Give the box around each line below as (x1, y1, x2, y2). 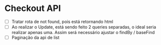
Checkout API (4, 3, 61, 14)
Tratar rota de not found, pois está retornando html (11, 19, 113, 24)
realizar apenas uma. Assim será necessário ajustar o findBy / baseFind (11, 30, 155, 35)
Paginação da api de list (11, 34, 60, 41)
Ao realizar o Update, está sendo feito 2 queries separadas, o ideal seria (11, 24, 156, 30)
